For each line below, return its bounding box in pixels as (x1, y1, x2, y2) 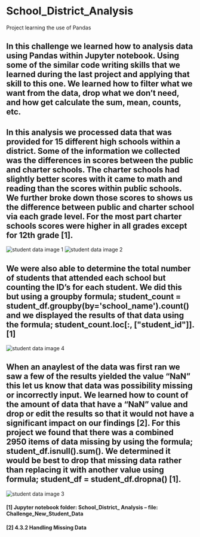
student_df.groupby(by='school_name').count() (6, 301, 189, 311)
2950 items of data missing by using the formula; (6, 437, 193, 447)
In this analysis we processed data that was (6, 127, 172, 137)
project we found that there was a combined (6, 427, 174, 438)
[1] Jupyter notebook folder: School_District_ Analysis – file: (6, 504, 158, 511)
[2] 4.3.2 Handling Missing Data (6, 524, 87, 531)
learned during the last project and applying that (6, 69, 190, 80)
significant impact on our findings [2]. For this (6, 418, 181, 429)
